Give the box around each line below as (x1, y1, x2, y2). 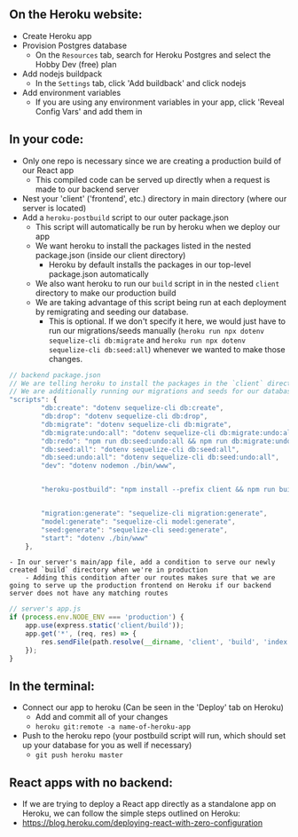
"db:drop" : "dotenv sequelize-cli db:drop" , (41, 412, 208, 421)
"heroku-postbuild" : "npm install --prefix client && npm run (41, 486, 276, 494)
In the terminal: (9, 678, 95, 693)
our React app (21, 164, 74, 176)
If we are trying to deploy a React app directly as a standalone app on (21, 799, 277, 809)
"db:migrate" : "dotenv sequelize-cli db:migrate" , (41, 420, 232, 429)
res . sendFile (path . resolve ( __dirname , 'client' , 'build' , (41, 637, 260, 646)
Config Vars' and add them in (35, 106, 143, 116)
